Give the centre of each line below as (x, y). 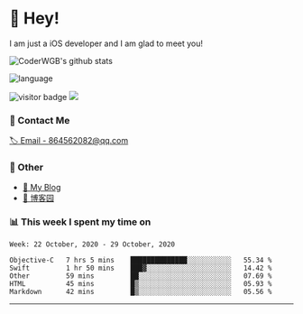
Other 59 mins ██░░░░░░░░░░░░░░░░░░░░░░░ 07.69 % (141, 276)
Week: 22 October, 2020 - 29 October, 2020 (92, 244)
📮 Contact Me (40, 120)
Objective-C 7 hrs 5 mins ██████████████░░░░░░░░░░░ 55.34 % (141, 260)
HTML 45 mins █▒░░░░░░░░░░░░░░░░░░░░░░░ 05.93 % (141, 283)
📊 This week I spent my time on (80, 222)
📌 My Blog (41, 187)
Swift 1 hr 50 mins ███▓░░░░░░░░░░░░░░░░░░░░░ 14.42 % (141, 268)
